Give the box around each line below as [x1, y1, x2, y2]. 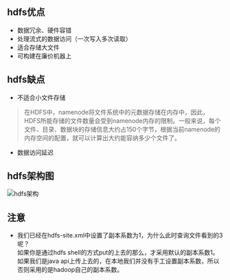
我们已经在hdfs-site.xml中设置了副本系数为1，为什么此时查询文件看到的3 [16, 231, 223, 240]
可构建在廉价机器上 [16, 51, 72, 60]
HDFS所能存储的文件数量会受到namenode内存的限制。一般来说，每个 [23, 116, 221, 125]
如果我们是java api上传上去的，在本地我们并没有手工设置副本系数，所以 [16, 257, 220, 266]
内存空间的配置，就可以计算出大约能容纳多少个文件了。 [23, 133, 181, 142]
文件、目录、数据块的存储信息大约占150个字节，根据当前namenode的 [23, 125, 221, 133]
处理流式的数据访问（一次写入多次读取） [16, 34, 132, 43]
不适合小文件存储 [16, 93, 66, 102]
